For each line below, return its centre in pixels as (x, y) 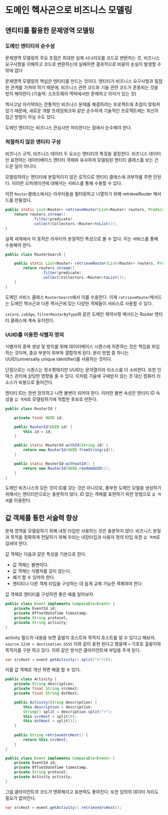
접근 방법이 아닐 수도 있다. (30, 117)
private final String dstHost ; (47, 693)
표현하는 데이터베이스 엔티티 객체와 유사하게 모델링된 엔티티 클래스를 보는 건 (84, 160)
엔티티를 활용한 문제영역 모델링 (50, 30)
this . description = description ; (58, 707)
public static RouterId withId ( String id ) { (61, 445)
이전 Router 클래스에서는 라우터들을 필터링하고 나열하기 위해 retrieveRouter (79, 194)
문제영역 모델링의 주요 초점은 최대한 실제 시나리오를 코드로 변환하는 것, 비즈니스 (82, 58)
